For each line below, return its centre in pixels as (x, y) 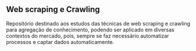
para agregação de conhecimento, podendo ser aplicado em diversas (90, 30)
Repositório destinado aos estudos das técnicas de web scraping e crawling (98, 23)
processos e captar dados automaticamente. (60, 42)
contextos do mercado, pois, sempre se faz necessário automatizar (87, 36)
